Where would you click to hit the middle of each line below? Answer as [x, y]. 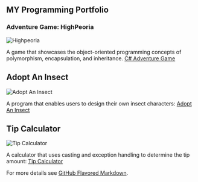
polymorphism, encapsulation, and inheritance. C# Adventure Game [91, 58]
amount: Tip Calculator [35, 162]
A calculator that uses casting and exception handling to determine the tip [98, 155]
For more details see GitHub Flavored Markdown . [67, 173]
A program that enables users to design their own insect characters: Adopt [99, 103]
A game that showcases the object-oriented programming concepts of [94, 52]
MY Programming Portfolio [57, 10]
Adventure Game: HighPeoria [50, 27]
